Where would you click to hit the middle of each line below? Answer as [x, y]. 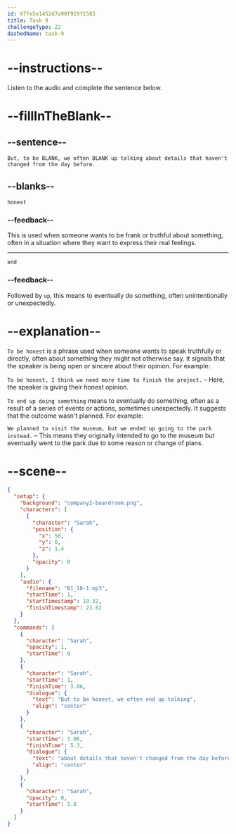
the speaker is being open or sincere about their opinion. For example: [109, 366]
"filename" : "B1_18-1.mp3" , [67, 588]
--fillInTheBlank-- [60, 116]
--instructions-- [55, 68]
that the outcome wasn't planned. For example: [76, 416]
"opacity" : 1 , [47, 647]
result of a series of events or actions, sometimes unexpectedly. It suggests [117, 408]
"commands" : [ [34, 628]
